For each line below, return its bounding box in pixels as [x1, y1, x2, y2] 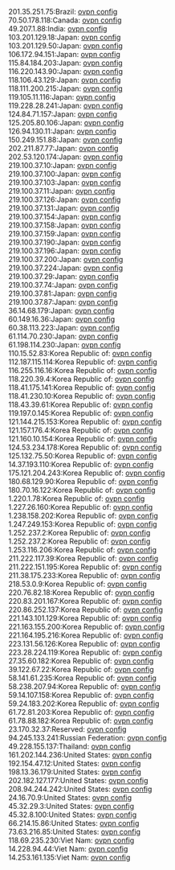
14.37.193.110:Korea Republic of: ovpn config [8, 460, 154, 469]
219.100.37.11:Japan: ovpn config [8, 187, 116, 195]
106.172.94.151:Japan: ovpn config [8, 50, 120, 59]
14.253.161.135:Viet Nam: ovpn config [8, 852, 131, 862]
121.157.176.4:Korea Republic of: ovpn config [8, 425, 154, 435]
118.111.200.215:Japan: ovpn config [8, 84, 123, 93]
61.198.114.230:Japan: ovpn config [8, 340, 122, 349]
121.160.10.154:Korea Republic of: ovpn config [8, 434, 158, 443]
